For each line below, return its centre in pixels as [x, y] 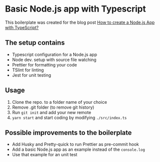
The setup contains [35, 43]
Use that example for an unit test [45, 155]
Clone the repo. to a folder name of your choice [60, 102]
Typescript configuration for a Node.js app [55, 54]
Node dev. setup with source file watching [54, 60]
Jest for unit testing [32, 75]
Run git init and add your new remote [51, 112]
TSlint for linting [28, 70]
